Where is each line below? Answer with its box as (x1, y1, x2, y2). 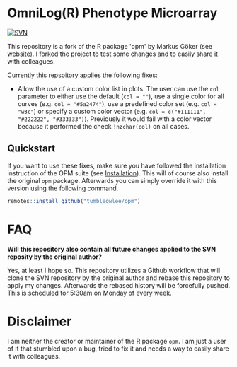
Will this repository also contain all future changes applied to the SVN (7, 245, 216, 253)
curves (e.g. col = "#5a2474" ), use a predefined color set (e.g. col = (17, 99, 217, 107)
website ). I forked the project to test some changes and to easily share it (7, 49, 218, 58)
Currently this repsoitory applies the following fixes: (7, 71, 158, 79)
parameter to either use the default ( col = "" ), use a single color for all (17, 92, 224, 100)
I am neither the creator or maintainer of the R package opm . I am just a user (7, 337, 226, 345)
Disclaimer (7, 313, 72, 330)
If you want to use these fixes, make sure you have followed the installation (7, 161, 226, 170)
